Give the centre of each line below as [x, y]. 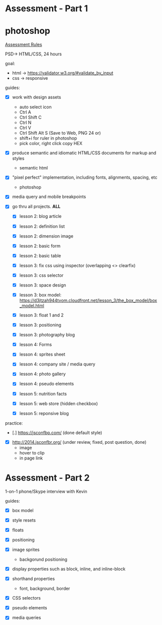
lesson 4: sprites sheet [42, 354]
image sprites [26, 550]
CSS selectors [26, 598]
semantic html [33, 168]
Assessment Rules [24, 45]
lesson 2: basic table [40, 256]
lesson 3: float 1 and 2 [41, 315]
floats [18, 530]
